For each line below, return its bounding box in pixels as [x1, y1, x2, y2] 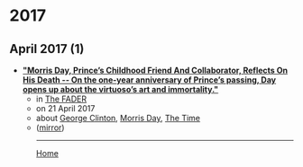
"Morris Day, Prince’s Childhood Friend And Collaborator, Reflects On [22, 65, 289, 75]
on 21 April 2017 [35, 103, 96, 113]
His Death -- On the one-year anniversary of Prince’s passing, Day [22, 75, 277, 85]
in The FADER [35, 93, 87, 104]
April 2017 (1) [9, 41, 85, 57]
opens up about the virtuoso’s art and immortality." [22, 84, 219, 94]
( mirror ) [35, 122, 65, 133]
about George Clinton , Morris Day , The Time [35, 113, 201, 123]
